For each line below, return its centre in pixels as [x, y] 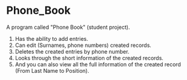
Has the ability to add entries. [52, 38]
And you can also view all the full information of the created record [98, 64]
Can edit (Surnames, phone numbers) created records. [83, 45]
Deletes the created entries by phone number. [72, 51]
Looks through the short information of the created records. [89, 58]
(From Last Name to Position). [52, 70]
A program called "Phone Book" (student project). [68, 27]
